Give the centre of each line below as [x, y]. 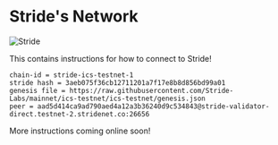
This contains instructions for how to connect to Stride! [110, 58]
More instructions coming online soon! [80, 131]
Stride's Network [74, 17]
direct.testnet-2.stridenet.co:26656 [80, 114]
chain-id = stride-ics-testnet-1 [72, 75]
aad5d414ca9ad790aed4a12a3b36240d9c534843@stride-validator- [153, 106]
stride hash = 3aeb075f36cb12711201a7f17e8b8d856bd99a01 [118, 82]
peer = [21, 106]
